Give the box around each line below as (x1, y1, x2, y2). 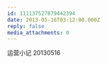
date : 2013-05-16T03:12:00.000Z (7, 16, 100, 23)
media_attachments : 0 (7, 29, 70, 36)
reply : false (7, 23, 45, 29)
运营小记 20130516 (7, 49, 61, 57)
